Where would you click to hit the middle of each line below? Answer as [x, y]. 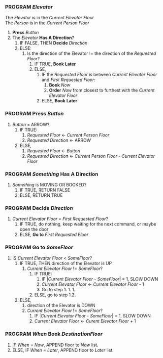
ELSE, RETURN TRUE [41, 195]
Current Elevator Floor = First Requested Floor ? [60, 219]
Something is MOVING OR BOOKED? [49, 184]
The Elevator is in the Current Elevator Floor [50, 18]
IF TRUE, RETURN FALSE [45, 190]
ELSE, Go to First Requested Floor [54, 235]
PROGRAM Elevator [29, 7]
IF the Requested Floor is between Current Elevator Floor [99, 75]
